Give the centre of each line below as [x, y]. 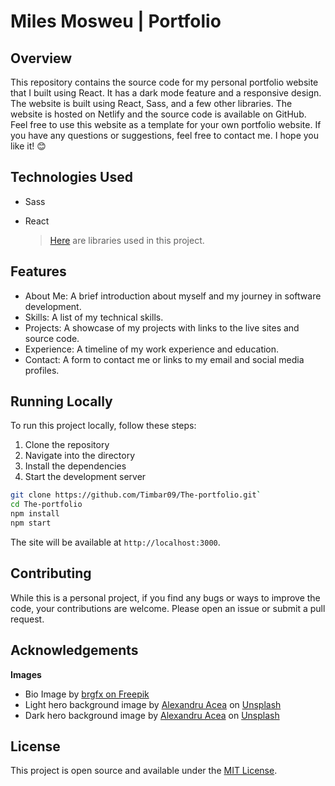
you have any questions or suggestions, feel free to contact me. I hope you [165, 135]
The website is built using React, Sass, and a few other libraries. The [151, 103]
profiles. [42, 370]
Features [38, 271]
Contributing [51, 573]
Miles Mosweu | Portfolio [116, 21]
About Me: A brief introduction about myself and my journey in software [173, 296]
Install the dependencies [75, 466]
